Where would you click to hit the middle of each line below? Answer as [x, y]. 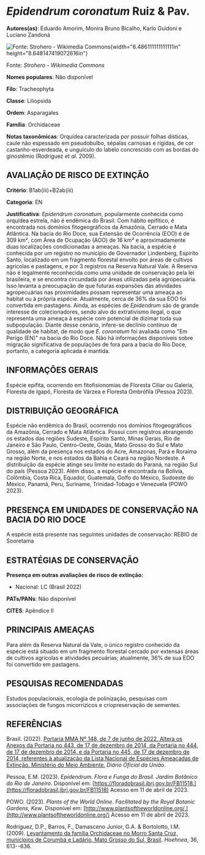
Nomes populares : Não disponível [50, 77]
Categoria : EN [24, 202]
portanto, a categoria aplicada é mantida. [58, 350]
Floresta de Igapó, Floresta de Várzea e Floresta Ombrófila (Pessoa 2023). [100, 392]
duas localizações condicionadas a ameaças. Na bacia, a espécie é [91, 246]
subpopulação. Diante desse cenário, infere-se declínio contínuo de [92, 325]
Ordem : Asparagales [33, 112]
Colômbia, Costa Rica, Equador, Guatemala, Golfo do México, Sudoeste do [100, 478]
